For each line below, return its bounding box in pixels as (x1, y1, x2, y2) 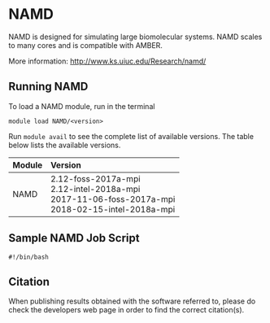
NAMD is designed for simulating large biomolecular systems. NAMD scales (8, 32, 263, 41)
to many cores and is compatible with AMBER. (8, 40, 163, 50)
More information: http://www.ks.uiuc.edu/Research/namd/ (8, 56, 207, 66)
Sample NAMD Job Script (8, 231, 140, 245)
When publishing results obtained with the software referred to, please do (8, 296, 256, 306)
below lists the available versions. (8, 140, 121, 150)
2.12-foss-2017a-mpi (50, 172, 141, 184)
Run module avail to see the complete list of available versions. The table (8, 131, 255, 141)
